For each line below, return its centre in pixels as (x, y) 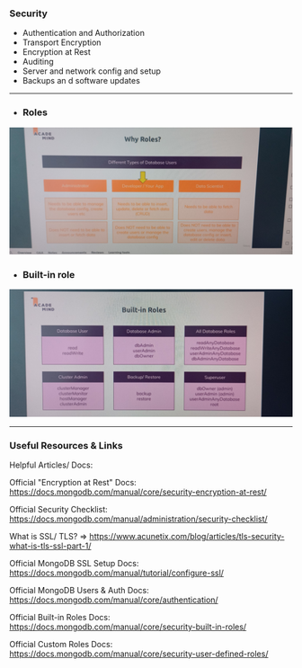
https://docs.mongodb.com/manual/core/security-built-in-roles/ (128, 627)
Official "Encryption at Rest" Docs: (73, 482)
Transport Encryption (62, 42)
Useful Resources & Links (66, 445)
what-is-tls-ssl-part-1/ (50, 546)
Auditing (38, 62)
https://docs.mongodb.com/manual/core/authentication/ (114, 600)
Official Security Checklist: (58, 509)
